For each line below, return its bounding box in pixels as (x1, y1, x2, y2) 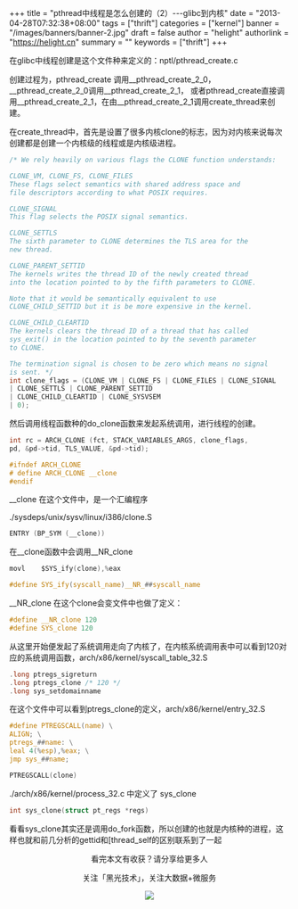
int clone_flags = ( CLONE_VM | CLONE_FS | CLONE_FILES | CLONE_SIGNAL (9, 376, 277, 385)
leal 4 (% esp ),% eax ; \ (9, 747, 90, 756)
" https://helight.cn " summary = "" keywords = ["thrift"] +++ (9, 37, 228, 47)
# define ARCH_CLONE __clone (9, 468, 117, 477)
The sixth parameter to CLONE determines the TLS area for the (9, 237, 249, 246)
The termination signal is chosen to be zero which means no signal (9, 359, 269, 368)
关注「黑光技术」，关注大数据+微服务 (82, 872, 217, 883)
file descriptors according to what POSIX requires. (9, 188, 209, 197)
